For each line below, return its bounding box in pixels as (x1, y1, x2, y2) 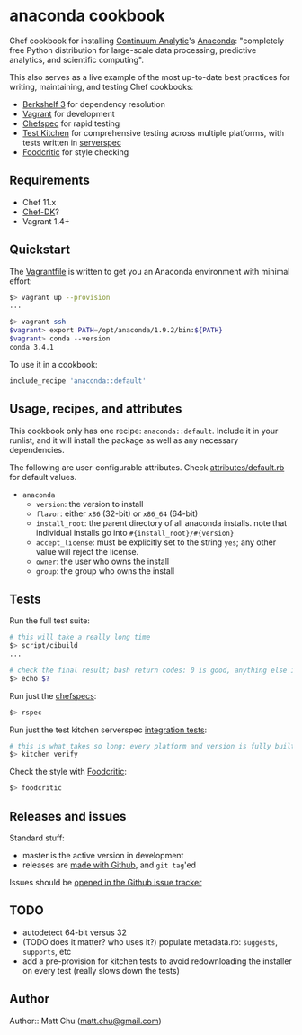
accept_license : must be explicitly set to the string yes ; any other (35, 537, 277, 548)
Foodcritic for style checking (22, 146, 129, 158)
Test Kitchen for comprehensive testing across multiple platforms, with (22, 127, 285, 138)
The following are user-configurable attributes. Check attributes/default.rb (9, 461, 285, 473)
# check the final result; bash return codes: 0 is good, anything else (9, 666, 288, 675)
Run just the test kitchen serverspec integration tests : (9, 724, 208, 735)
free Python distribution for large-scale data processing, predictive (9, 44, 257, 55)
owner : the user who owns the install (35, 556, 169, 567)
